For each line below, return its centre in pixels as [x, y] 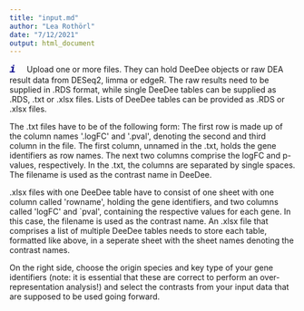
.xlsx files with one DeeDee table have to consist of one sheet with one [142, 192]
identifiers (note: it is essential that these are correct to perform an [134, 277]
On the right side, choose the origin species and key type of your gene [142, 267]
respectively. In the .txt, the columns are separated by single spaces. [167, 165]
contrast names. [40, 250]
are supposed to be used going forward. [85, 296]
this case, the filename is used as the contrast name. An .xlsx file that [139, 221]
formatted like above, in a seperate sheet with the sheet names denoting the [152, 240]
